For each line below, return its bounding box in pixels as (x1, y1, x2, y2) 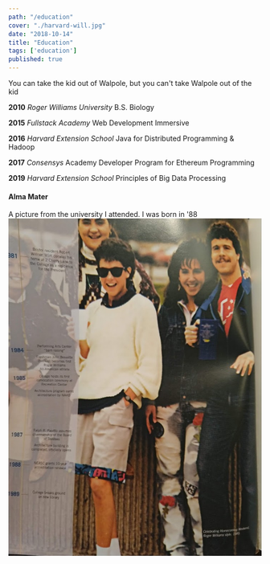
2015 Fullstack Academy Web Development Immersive (8, 118, 190, 128)
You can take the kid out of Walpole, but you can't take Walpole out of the (8, 79, 252, 88)
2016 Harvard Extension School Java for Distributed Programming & (8, 133, 235, 143)
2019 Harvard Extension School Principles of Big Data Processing (8, 174, 227, 182)
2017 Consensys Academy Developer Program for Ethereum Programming (8, 157, 255, 167)
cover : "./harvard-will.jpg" (8, 21, 106, 30)
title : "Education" (8, 39, 74, 47)
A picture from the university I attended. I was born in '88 (8, 210, 198, 219)
